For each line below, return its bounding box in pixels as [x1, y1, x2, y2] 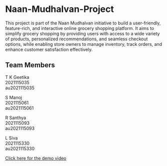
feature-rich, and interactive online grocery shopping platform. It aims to [5, 25, 154, 31]
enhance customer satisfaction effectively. [5, 46, 93, 52]
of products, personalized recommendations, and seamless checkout [5, 36, 148, 42]
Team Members [5, 61, 55, 69]
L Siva [5, 135, 18, 141]
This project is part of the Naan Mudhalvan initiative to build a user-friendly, [5, 20, 161, 26]
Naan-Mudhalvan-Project [5, 3, 114, 15]
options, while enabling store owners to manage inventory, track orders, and [5, 41, 162, 47]
